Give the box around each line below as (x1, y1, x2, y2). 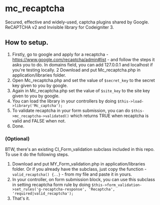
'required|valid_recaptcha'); (12, 191, 74, 196)
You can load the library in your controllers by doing (12, 98, 117, 104)
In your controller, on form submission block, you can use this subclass (12, 177, 155, 183)
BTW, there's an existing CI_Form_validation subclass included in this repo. (5, 146, 155, 152)
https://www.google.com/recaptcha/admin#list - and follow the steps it (12, 57, 155, 62)
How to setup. (5, 39, 49, 47)
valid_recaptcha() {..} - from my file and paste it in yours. (12, 171, 132, 177)
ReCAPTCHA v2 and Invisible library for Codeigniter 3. (5, 24, 114, 30)
